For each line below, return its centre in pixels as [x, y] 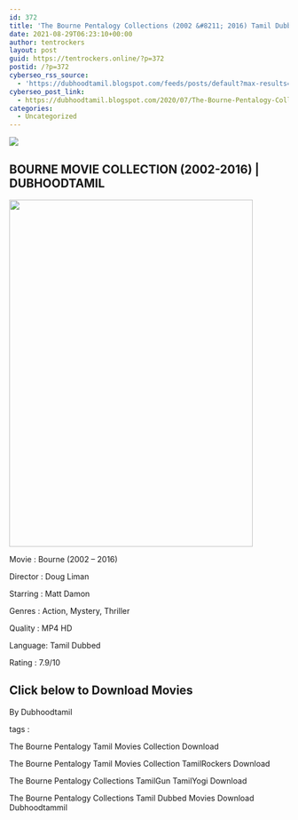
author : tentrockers [47, 42]
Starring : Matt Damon [50, 593]
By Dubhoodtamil [41, 712]
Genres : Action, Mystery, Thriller [70, 610]
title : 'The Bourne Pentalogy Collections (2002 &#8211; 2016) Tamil [141, 26]
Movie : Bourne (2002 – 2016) [63, 559]
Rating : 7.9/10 [35, 662]
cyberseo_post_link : [47, 92]
